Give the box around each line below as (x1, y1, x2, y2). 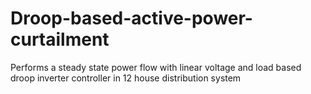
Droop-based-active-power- (10, 7, 253, 30)
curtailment (10, 28, 110, 51)
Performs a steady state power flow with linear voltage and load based (10, 61, 302, 73)
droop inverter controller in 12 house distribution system (10, 72, 242, 84)
